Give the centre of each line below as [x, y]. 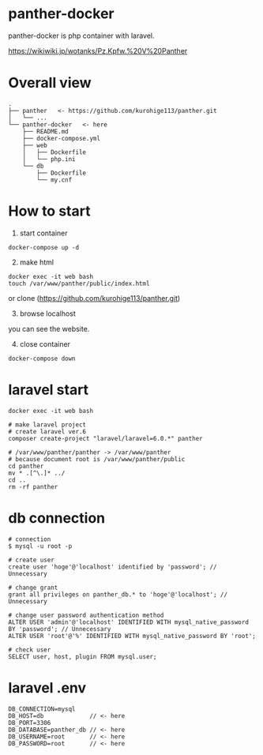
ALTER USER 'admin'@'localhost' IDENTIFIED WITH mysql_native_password [128, 622]
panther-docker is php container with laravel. [82, 36]
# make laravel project [47, 424]
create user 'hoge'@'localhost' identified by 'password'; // [113, 567]
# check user [30, 650]
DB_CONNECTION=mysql [42, 709]
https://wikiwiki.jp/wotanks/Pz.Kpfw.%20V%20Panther [98, 51]
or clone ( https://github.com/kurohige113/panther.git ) [94, 298]
